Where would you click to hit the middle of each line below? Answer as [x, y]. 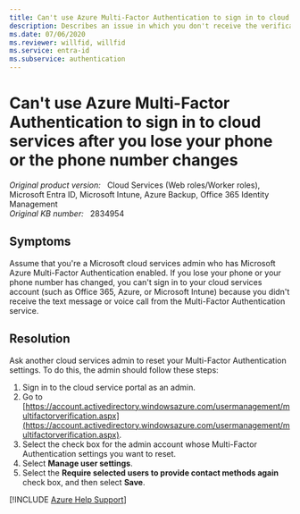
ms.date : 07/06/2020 [48, 34]
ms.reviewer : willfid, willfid [67, 42]
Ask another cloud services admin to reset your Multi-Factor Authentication [148, 360]
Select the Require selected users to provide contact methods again [150, 472]
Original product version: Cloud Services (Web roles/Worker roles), [135, 185]
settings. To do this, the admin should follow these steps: [114, 370]
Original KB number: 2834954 [67, 213]
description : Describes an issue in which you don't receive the [133, 26]
